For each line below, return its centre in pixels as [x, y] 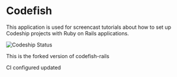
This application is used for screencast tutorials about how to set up [88, 27]
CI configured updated [34, 67]
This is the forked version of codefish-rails [58, 56]
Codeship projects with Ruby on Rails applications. [68, 33]
